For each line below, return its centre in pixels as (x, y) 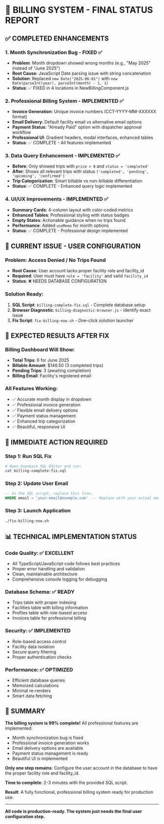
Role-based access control (39, 641)
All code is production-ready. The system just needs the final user (74, 811)
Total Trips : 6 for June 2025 (41, 360)
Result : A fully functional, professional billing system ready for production (79, 792)
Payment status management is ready (50, 753)
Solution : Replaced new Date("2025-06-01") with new (65, 78)
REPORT (22, 20)
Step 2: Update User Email (37, 483)
